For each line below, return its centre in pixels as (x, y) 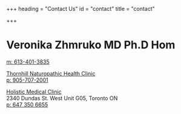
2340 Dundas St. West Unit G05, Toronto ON (62, 98)
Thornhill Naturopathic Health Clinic (51, 73)
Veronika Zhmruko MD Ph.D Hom (91, 45)
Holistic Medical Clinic (34, 92)
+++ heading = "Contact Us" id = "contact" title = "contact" (81, 9)
